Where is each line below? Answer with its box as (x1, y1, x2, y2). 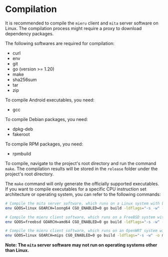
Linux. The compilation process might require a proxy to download (5, 25, 142, 31)
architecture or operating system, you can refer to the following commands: (5, 191, 161, 197)
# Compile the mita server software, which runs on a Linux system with (5, 201, 160, 206)
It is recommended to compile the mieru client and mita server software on (5, 20, 158, 26)
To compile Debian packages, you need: (5, 116, 88, 122)
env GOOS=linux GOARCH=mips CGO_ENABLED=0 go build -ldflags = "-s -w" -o (5, 233, 160, 238)
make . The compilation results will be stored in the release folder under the (5, 165, 158, 171)
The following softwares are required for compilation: (5, 40, 115, 46)
